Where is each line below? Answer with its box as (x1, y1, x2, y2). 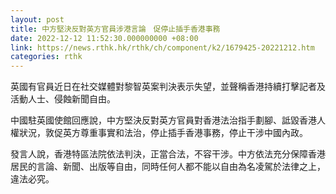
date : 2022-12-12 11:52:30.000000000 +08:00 (10, 33, 199, 43)
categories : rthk (10, 52, 83, 62)
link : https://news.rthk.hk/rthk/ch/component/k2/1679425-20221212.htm (10, 42, 315, 53)
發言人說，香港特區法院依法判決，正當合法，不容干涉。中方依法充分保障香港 (10, 148, 326, 160)
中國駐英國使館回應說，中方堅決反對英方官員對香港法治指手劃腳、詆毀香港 (10, 114, 317, 126)
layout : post (10, 14, 65, 25)
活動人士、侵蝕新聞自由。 (10, 93, 116, 105)
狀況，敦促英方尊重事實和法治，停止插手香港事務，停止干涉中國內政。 (18, 127, 308, 139)
